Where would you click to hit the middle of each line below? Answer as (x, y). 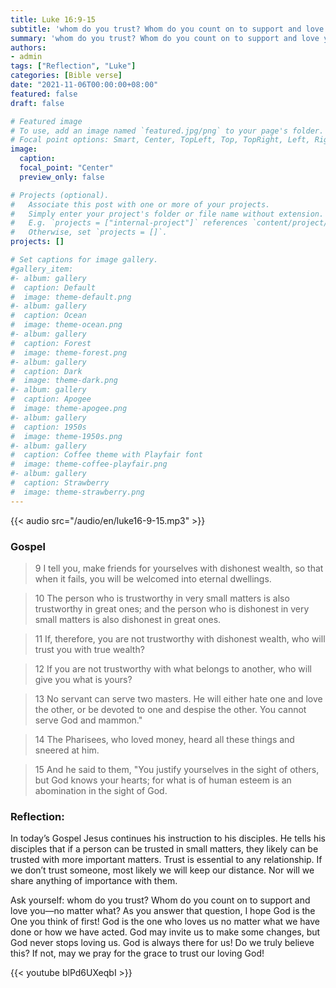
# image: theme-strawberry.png (77, 492)
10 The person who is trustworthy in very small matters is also (162, 598)
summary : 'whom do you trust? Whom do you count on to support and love (165, 38)
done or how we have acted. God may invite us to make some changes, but (165, 932)
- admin (26, 57)
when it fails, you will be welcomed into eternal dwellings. (153, 578)
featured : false (44, 94)
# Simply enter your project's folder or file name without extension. (167, 214)
